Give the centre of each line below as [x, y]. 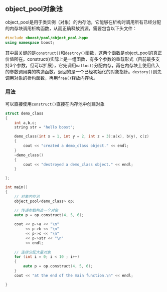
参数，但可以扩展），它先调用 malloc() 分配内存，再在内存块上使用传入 [88, 65]
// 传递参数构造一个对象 [36, 210]
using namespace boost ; [30, 42]
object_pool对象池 [34, 9]
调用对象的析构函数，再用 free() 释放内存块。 [51, 78]
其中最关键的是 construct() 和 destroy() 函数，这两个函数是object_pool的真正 [83, 53]
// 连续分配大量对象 [33, 252]
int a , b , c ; [26, 123]
